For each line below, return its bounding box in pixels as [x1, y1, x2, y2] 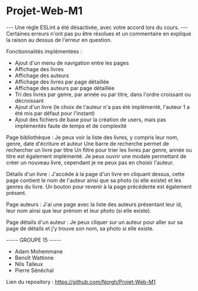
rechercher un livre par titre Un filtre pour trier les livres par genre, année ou [6, 146, 193, 154]
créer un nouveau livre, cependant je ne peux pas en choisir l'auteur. [6, 159, 174, 166]
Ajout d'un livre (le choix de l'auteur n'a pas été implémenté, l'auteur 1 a [14, 103, 190, 110]
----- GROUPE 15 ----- [6, 236, 62, 244]
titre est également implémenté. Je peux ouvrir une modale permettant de [6, 152, 187, 159]
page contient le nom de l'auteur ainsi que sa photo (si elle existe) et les [6, 177, 182, 184]
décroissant [14, 97, 44, 104]
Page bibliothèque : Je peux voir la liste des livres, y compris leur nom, [6, 133, 179, 140]
